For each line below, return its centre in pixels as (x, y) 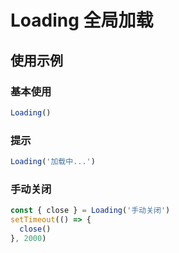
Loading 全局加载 (82, 20)
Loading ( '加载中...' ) (53, 162)
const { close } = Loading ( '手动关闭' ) (90, 211)
